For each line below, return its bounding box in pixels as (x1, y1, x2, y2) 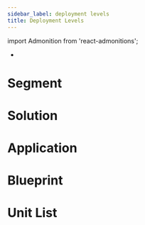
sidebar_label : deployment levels (7, 10, 110, 18)
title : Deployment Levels (7, 17, 84, 24)
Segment (7, 75, 63, 91)
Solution (7, 107, 58, 124)
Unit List (7, 205, 58, 221)
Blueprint (7, 172, 63, 189)
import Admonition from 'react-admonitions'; (7, 36, 139, 45)
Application (7, 140, 77, 156)
